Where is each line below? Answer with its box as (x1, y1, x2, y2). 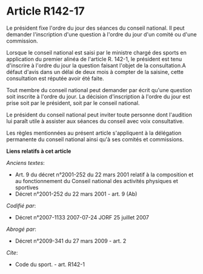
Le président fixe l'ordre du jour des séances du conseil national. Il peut (6, 24, 185, 32)
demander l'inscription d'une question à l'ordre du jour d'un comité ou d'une (6, 30, 197, 38)
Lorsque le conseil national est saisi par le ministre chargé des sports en (6, 48, 187, 56)
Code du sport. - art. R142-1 (15, 261, 85, 268)
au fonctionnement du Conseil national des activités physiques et (15, 177, 178, 184)
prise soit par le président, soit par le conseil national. (6, 99, 140, 107)
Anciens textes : (6, 159, 45, 166)
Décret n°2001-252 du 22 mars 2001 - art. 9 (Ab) (15, 190, 138, 198)
